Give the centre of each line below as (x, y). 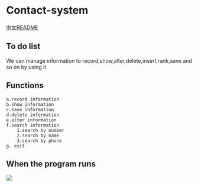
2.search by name (38, 136)
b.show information (30, 104)
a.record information (33, 99)
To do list (23, 46)
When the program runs (51, 164)
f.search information (33, 125)
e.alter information (32, 120)
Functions (25, 86)
